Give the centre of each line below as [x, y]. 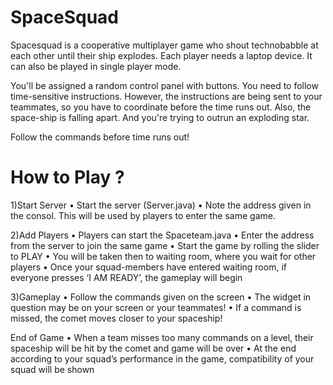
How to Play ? [67, 177]
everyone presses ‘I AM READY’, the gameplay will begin [126, 277]
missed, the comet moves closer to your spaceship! [116, 318]
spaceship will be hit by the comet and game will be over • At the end [153, 348]
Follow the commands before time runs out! [100, 137]
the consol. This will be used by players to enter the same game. [143, 215]
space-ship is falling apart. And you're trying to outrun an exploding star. [160, 117]
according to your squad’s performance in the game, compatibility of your [162, 358]
